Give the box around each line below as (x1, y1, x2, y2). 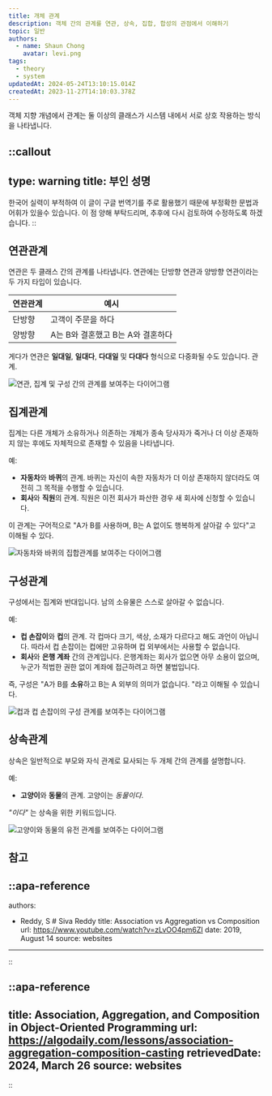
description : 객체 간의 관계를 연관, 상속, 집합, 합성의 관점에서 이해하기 (8, 19, 229, 28)
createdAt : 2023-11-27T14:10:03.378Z (8, 87, 136, 96)
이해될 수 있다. (8, 531, 54, 541)
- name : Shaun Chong (15, 42, 85, 50)
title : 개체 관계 (8, 11, 61, 20)
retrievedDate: (186, 1046, 261, 1059)
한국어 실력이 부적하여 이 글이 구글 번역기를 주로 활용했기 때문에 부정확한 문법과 (8, 197, 259, 207)
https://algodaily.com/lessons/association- (8, 1033, 234, 1047)
